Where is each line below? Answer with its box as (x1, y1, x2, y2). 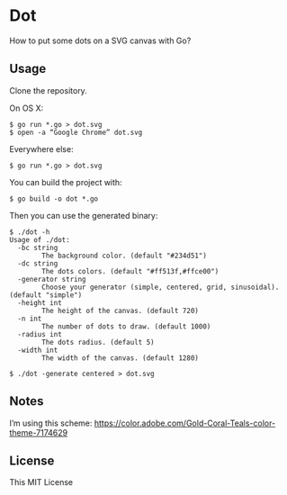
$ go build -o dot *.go (9, 194, 99, 203)
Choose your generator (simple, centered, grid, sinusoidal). (41, 283, 280, 292)
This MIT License (9, 477, 74, 488)
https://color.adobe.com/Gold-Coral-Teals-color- (94, 418, 276, 428)
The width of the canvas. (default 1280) (41, 353, 200, 363)
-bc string (17, 243, 58, 252)
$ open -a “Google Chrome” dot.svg (9, 128, 143, 137)
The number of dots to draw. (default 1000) (41, 321, 211, 331)
